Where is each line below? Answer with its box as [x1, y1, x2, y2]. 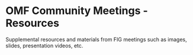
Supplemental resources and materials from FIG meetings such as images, [5, 36, 187, 43]
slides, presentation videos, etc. [5, 42, 83, 49]
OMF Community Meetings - [5, 4, 149, 18]
